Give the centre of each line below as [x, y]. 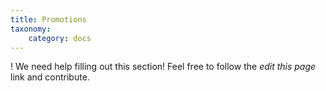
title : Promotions [48, 19]
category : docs [60, 38]
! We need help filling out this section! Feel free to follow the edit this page [163, 67]
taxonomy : [31, 29]
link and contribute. [50, 77]
